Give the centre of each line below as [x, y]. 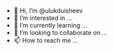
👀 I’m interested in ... [43, 18]
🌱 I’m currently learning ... [50, 25]
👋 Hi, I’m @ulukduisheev [48, 11]
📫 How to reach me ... [46, 40]
